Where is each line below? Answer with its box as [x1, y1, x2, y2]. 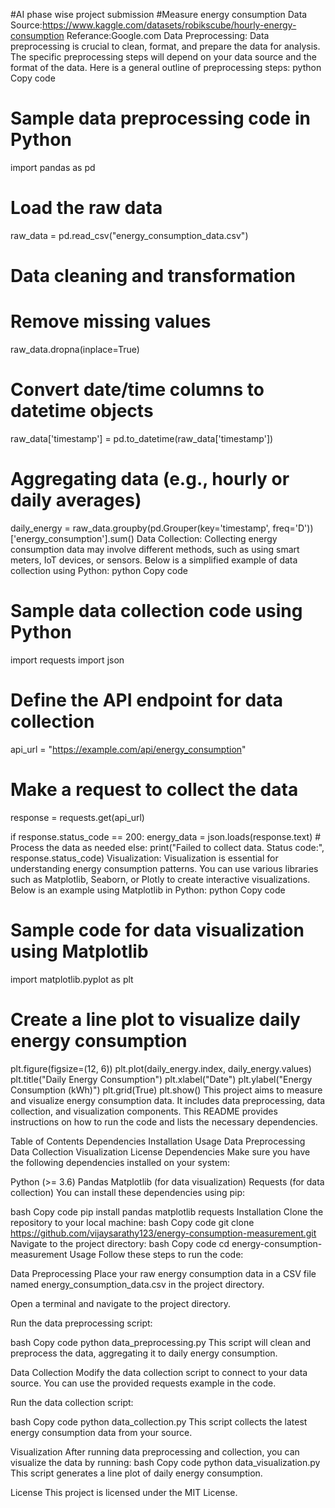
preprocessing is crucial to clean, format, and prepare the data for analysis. [10, 40, 321, 52]
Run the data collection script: [10, 1396, 134, 1408]
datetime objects [10, 400, 154, 423]
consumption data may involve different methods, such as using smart [10, 543, 300, 555]
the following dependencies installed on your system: [10, 1156, 230, 1168]
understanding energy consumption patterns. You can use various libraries [10, 862, 319, 874]
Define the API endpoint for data [10, 689, 283, 711]
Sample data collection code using [10, 600, 303, 623]
